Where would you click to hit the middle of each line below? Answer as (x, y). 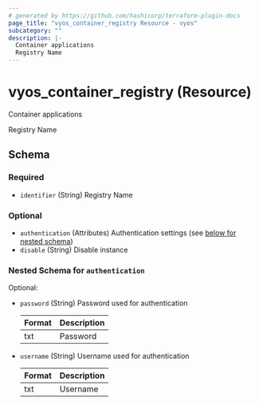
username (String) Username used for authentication (104, 356)
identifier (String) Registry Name (76, 195)
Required (26, 178)
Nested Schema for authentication (77, 270)
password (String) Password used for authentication (104, 303)
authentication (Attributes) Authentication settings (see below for (128, 233)
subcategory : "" (35, 30)
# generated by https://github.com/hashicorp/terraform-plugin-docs (124, 16)
